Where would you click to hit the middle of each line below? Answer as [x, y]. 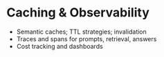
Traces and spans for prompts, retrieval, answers [86, 38]
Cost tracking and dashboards [60, 46]
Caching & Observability [78, 13]
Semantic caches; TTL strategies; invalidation [81, 32]
